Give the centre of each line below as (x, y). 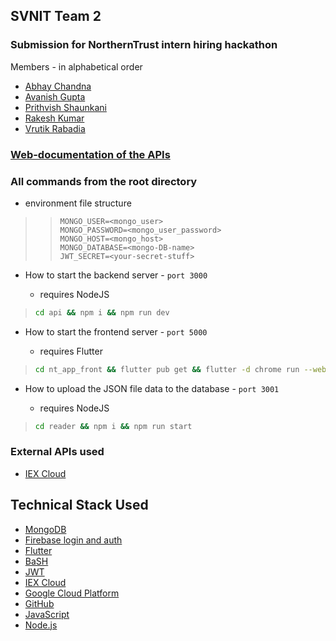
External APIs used (57, 452)
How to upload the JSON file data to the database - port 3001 (152, 388)
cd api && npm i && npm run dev (102, 312)
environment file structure (78, 203)
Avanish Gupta (55, 96)
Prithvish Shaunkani (65, 107)
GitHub (39, 603)
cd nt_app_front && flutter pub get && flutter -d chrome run (167, 369)
